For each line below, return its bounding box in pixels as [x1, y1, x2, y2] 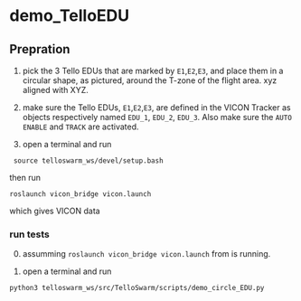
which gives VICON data [9, 205, 101, 216]
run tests [9, 228, 50, 240]
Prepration [9, 42, 71, 57]
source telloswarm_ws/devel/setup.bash [13, 156, 165, 165]
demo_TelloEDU [9, 5, 130, 26]
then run [9, 173, 42, 183]
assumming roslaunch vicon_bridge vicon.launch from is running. [22, 249, 271, 259]
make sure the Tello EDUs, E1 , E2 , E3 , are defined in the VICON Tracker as [22, 102, 291, 113]
